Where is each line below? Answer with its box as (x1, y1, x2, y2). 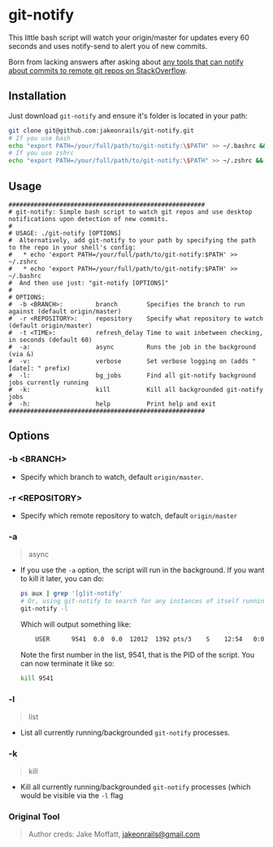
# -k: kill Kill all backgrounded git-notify (8, 385, 264, 393)
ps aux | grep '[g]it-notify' (19, 589, 123, 598)
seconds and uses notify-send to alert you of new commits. (8, 41, 208, 50)
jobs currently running (8, 378, 89, 387)
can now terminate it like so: (19, 658, 115, 668)
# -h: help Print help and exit (8, 400, 217, 408)
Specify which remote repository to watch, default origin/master (19, 510, 238, 520)
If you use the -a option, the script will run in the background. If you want (19, 565, 265, 575)
